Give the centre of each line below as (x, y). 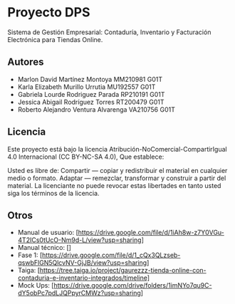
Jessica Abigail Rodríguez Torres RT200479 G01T (91, 102)
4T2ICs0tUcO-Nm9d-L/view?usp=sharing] (81, 240)
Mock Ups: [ (36, 285)
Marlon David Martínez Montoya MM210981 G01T (90, 79)
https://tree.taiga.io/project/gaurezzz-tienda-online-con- (123, 271)
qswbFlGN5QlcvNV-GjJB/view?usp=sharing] (83, 263)
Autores (26, 62)
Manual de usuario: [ (48, 233)
